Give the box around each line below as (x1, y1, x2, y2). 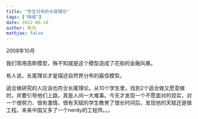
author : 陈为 (6, 25, 37, 31)
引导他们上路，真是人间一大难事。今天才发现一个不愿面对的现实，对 (26, 92, 192, 99)
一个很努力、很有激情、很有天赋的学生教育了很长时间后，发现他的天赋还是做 (6, 99, 192, 106)
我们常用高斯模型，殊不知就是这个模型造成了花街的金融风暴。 (6, 60, 156, 67)
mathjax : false (6, 30, 44, 36)
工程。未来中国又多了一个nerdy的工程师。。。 (6, 107, 113, 114)
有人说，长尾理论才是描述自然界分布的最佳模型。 (6, 72, 125, 79)
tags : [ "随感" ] (6, 14, 42, 20)
